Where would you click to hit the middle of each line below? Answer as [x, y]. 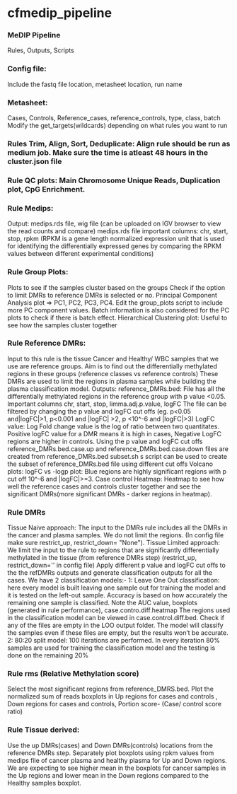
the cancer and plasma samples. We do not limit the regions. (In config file [116, 535]
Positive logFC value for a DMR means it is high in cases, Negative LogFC [114, 433]
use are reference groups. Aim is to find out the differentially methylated [112, 366]
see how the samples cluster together [63, 325]
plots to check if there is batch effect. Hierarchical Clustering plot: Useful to [117, 317]
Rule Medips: [30, 208]
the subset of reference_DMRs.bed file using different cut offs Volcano [110, 464]
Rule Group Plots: [38, 272]
